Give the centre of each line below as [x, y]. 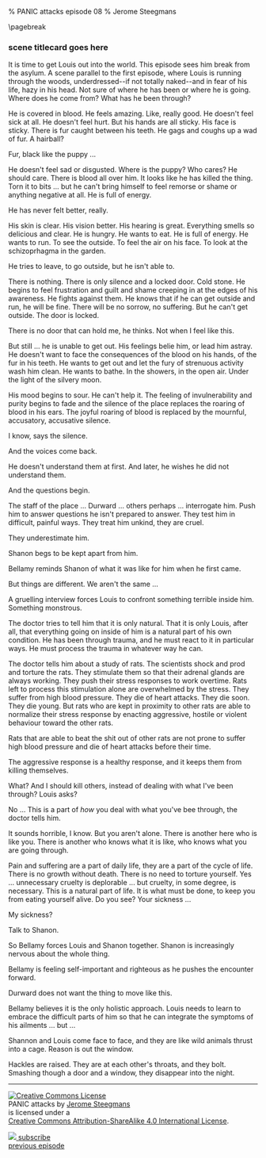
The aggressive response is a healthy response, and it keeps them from [125, 762]
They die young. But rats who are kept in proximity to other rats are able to [129, 706]
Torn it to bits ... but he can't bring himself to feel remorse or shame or [123, 186]
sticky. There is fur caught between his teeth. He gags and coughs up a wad [133, 131]
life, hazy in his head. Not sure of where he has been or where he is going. [129, 90]
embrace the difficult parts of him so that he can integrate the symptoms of [131, 1017]
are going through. [38, 850]
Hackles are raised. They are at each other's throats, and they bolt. [117, 1064]
